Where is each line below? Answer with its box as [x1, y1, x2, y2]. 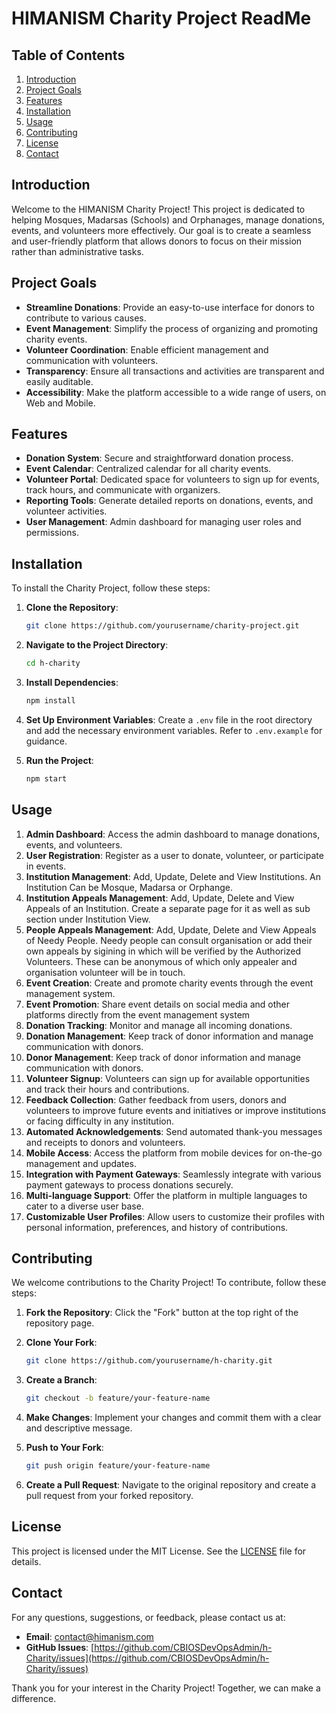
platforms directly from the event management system [25, 1008, 251, 1021]
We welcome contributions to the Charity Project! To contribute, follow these [11, 1277, 327, 1289]
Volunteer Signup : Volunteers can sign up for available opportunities [25, 1072, 311, 1084]
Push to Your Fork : [25, 1442, 104, 1454]
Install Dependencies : [25, 677, 119, 688]
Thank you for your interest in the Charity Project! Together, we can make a [11, 1682, 321, 1694]
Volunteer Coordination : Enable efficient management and [25, 343, 269, 356]
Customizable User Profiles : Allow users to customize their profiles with [25, 1210, 325, 1222]
